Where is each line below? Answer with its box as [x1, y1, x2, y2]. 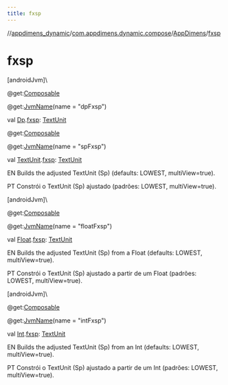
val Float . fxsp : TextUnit [7, 235, 73, 244]
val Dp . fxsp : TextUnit [7, 115, 67, 124]
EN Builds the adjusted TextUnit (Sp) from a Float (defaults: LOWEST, [7, 248, 203, 257]
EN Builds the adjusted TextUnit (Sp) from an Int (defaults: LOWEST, [7, 342, 199, 351]
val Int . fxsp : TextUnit [7, 329, 66, 338]
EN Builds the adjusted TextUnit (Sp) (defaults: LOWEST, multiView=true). [7, 169, 216, 177]
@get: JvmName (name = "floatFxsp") [7, 222, 113, 230]
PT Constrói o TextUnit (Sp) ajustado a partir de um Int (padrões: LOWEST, [7, 363, 218, 371]
